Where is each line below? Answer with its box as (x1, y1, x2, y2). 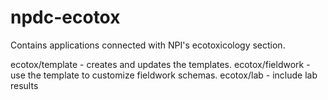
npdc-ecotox (10, 6, 121, 29)
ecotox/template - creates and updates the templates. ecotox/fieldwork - (10, 58, 311, 70)
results (10, 79, 39, 91)
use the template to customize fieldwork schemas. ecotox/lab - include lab (10, 69, 318, 81)
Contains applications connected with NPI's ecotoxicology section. (10, 39, 286, 51)
